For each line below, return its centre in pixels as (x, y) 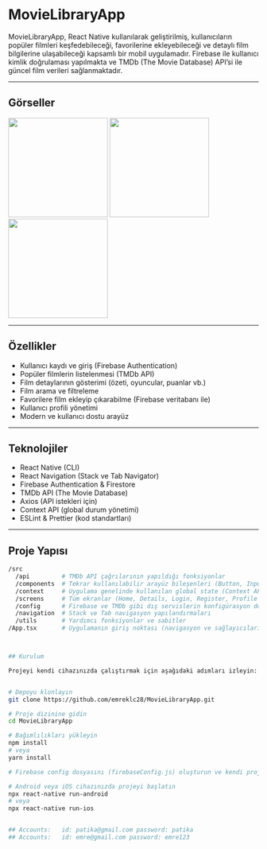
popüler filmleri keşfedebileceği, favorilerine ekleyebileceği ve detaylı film (128, 45)
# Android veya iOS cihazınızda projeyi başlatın (92, 786)
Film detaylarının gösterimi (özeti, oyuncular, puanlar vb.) (113, 382)
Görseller (32, 103)
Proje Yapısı (38, 550)
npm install (28, 743)
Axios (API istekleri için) (58, 502)
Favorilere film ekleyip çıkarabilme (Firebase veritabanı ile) (115, 399)
